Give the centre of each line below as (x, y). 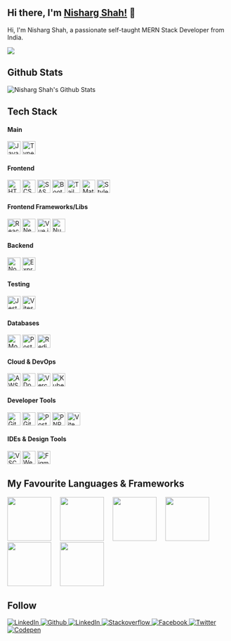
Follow (22, 606)
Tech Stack (32, 112)
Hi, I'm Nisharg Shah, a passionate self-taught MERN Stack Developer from (116, 29)
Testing (19, 284)
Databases (24, 323)
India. (15, 37)
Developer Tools (32, 400)
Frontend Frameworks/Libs (48, 207)
